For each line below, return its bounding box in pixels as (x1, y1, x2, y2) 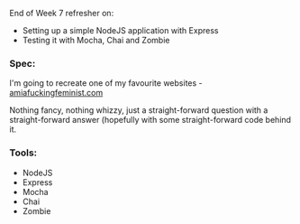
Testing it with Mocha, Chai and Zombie (22, 35, 170, 45)
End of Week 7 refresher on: (9, 8, 114, 18)
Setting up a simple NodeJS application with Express (22, 25, 219, 35)
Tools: (9, 146, 38, 159)
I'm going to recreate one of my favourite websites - (9, 78, 203, 89)
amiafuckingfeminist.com (9, 88, 104, 98)
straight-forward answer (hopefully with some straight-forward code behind (9, 115, 291, 126)
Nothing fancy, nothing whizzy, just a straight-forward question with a (9, 105, 268, 116)
